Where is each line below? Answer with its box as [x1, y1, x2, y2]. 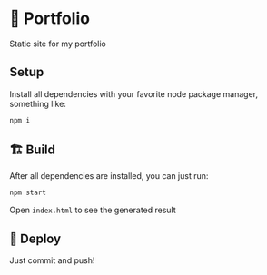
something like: [9, 98, 66, 109]
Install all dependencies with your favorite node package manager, [9, 88, 259, 99]
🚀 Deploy [9, 231, 62, 246]
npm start [9, 188, 47, 198]
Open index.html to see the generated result [9, 204, 177, 216]
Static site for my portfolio [9, 38, 106, 49]
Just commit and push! [9, 255, 95, 266]
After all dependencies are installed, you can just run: [9, 171, 209, 182]
